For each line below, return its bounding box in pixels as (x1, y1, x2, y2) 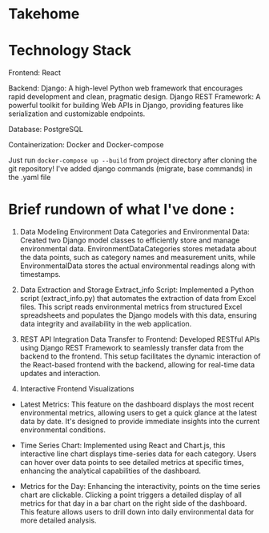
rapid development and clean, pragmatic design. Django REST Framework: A (8, 92, 261, 102)
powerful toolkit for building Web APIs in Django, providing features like (8, 101, 244, 110)
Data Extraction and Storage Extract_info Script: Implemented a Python (19, 285, 255, 295)
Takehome (8, 5, 80, 23)
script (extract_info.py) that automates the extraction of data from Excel (19, 294, 256, 303)
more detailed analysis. (19, 515, 97, 525)
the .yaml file (8, 173, 51, 182)
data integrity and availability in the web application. (19, 319, 192, 329)
